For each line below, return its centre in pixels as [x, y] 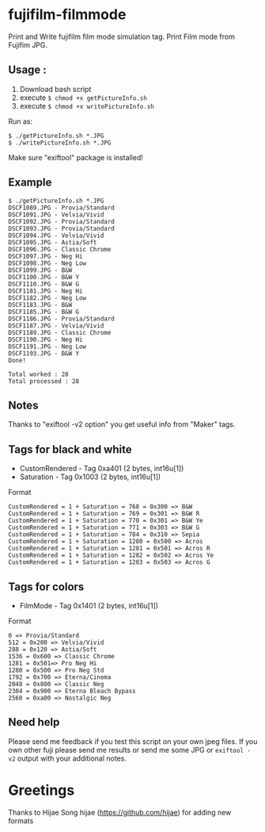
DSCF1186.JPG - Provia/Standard [61, 319]
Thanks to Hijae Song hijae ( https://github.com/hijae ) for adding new [120, 812]
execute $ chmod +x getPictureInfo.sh [83, 98]
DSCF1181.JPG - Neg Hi [45, 291]
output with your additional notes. [72, 758]
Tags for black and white [70, 449]
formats [21, 820]
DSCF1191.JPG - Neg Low [47, 347]
